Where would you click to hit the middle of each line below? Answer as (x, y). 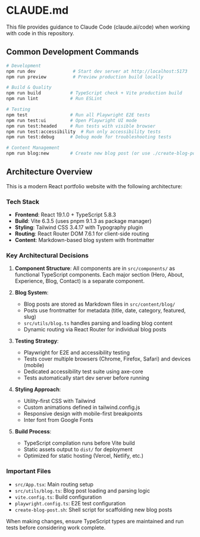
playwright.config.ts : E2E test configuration (70, 503)
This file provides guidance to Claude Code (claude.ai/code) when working (98, 27)
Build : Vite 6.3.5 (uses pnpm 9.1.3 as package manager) (83, 221)
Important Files (29, 471)
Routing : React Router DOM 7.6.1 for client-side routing (82, 234)
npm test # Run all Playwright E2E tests (78, 115)
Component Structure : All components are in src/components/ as (95, 268)
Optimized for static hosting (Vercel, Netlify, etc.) (84, 456)
